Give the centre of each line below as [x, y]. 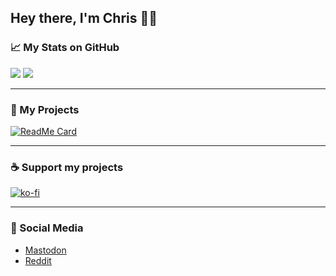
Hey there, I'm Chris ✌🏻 [84, 18]
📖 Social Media [47, 228]
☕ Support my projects [67, 167]
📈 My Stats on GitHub [65, 48]
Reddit [38, 260]
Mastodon [45, 250]
